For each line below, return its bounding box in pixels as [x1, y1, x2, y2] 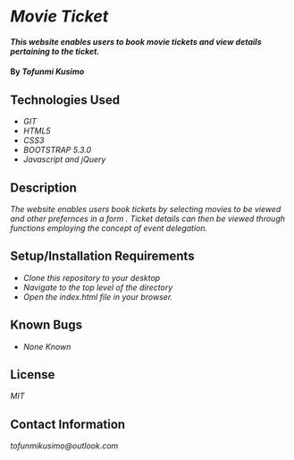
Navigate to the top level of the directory [22, 282, 173, 293]
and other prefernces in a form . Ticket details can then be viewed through [10, 213, 285, 224]
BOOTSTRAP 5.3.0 [22, 145, 92, 156]
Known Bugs [10, 318, 83, 333]
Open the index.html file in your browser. [22, 291, 173, 302]
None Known [22, 341, 71, 352]
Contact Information [10, 416, 126, 431]
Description [10, 180, 77, 195]
